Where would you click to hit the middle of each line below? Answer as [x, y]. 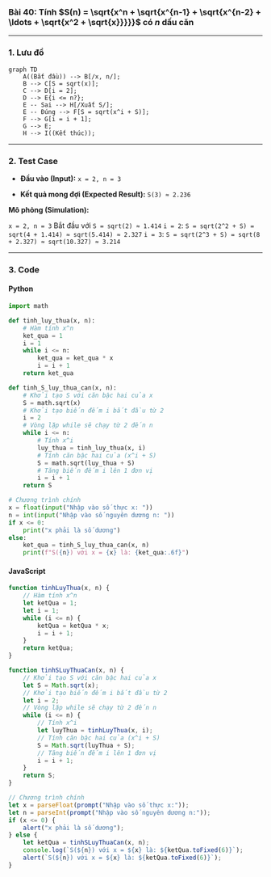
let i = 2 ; [41, 700]
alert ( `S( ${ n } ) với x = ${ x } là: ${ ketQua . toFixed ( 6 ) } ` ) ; [122, 858]
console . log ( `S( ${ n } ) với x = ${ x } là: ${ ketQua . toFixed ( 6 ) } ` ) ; [133, 850]
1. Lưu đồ [26, 53]
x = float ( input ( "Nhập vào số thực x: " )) [81, 508]
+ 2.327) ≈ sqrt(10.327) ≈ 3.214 [65, 242]
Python [21, 289]
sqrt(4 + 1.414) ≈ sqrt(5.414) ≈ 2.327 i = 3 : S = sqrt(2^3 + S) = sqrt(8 [134, 234]
